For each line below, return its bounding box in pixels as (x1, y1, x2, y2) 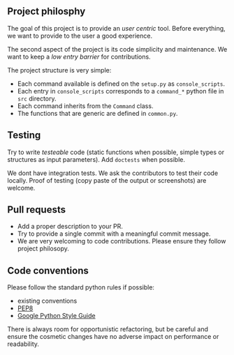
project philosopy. (17, 244, 70, 253)
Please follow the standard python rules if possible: (7, 283, 155, 292)
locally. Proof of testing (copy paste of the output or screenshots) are (7, 176, 207, 184)
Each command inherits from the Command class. (17, 101, 154, 110)
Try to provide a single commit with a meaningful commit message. (17, 229, 211, 238)
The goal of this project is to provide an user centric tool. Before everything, (7, 24, 226, 32)
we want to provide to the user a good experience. (7, 31, 152, 40)
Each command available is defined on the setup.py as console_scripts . (17, 80, 226, 88)
